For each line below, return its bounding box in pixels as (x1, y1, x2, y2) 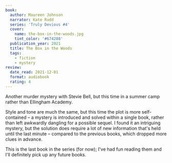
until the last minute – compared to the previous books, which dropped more (5, 131, 167, 137)
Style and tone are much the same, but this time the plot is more (5, 108, 141, 115)
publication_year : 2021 (10, 41, 61, 46)
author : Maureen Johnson (10, 12, 63, 17)
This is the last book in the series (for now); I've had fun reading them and (5, 146, 162, 152)
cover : (10, 27, 24, 32)
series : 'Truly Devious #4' (10, 22, 70, 27)
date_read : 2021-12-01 (10, 70, 59, 75)
